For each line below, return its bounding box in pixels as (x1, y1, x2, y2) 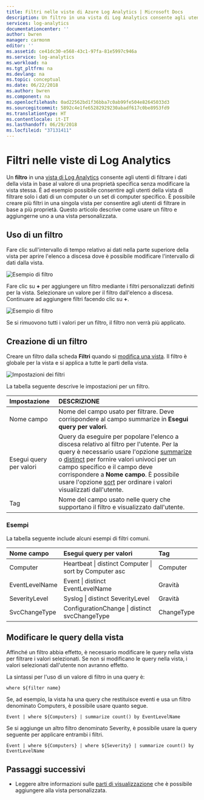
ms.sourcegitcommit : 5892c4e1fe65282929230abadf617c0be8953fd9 (6, 104, 170, 111)
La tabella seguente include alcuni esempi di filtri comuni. (6, 535, 150, 542)
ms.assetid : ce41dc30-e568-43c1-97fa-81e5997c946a (6, 49, 137, 55)
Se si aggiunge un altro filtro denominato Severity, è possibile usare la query (6, 724, 197, 731)
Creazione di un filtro (6, 336, 88, 347)
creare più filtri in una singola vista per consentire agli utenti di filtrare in (6, 199, 186, 206)
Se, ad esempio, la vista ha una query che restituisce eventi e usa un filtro (6, 696, 191, 703)
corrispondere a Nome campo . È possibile (58, 470, 180, 478)
